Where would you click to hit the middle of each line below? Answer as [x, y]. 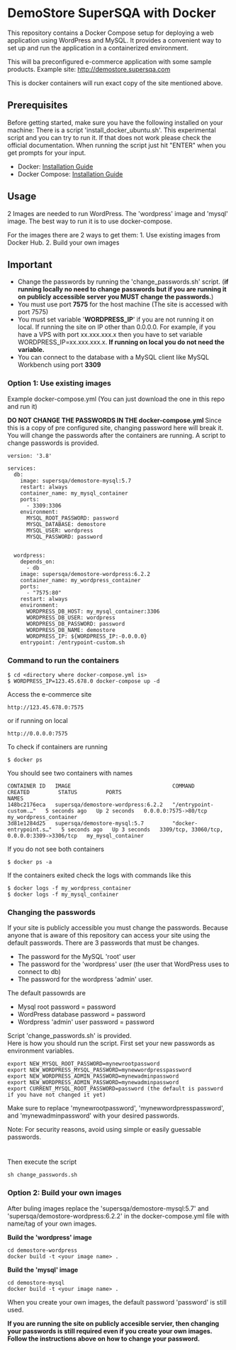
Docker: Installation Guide [55, 166]
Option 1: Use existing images [60, 383]
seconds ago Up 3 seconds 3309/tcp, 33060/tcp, [145, 830]
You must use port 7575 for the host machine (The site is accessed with [123, 304]
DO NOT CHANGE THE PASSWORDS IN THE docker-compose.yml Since [114, 420]
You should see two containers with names [70, 773]
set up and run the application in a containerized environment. [98, 48]
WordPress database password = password [82, 1014]
